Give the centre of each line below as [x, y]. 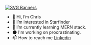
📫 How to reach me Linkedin [41, 38]
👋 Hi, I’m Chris [26, 17]
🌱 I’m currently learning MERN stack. [49, 27]
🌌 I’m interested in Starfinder [41, 22]
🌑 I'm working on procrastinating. [46, 32]
